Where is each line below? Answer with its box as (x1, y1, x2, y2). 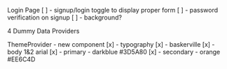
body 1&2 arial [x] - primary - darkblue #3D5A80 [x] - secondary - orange (7, 48, 221, 56)
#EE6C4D (7, 55, 36, 63)
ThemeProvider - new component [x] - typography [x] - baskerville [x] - (7, 40, 215, 48)
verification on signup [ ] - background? (7, 13, 123, 22)
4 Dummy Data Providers (7, 27, 80, 35)
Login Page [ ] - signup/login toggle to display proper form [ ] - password (7, 6, 219, 14)
